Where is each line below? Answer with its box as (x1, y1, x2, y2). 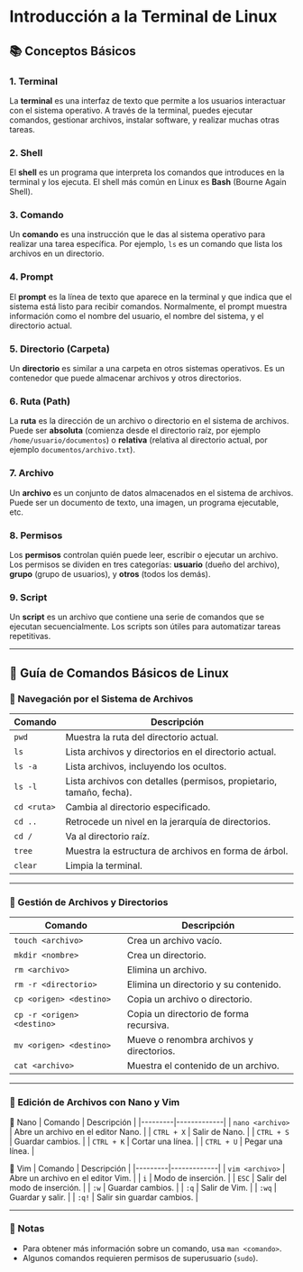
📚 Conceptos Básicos (9, 43, 137, 59)
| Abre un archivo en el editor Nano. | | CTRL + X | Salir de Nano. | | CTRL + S (9, 1126, 290, 1137)
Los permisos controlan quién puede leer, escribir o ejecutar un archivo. (9, 549, 279, 560)
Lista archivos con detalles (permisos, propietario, (65, 774, 278, 787)
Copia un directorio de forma (126, 1008, 250, 1020)
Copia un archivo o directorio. (126, 993, 252, 1006)
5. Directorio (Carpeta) (9, 343, 110, 355)
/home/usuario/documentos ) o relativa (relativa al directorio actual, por (9, 435, 268, 445)
